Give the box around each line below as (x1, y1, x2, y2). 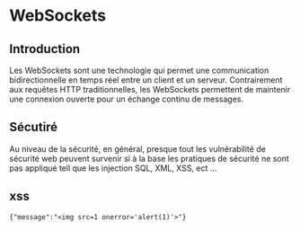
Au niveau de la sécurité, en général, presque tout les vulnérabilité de (9, 143, 267, 154)
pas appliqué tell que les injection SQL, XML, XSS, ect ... (9, 163, 217, 173)
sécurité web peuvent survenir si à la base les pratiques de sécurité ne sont (9, 153, 289, 164)
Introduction (9, 41, 81, 57)
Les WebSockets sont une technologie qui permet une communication (9, 65, 269, 76)
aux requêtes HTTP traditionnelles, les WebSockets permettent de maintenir (9, 84, 291, 94)
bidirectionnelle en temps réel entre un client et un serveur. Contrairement (9, 75, 283, 85)
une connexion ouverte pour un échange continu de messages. (9, 93, 244, 104)
